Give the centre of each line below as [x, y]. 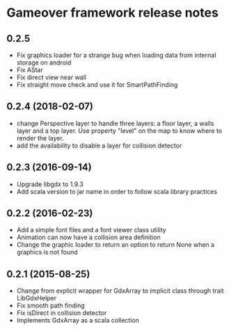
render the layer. [40, 138]
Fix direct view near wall [51, 77]
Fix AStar [30, 70]
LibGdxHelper [37, 298]
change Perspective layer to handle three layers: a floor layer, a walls [115, 123]
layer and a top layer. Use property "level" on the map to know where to [119, 131]
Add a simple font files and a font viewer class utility [91, 230]
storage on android [44, 63]
